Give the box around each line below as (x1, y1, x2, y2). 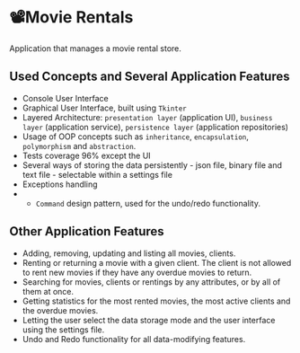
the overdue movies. (22, 304, 99, 315)
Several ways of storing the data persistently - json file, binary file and (22, 159, 283, 171)
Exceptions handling (22, 179, 98, 190)
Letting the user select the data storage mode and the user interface (22, 314, 276, 325)
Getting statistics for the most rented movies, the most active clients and (22, 296, 291, 306)
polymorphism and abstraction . (22, 140, 137, 151)
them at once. (22, 286, 75, 296)
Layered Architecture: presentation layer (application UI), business (22, 111, 273, 122)
